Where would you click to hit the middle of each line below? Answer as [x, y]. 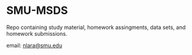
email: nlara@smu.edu [34, 45]
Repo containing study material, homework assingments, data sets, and [96, 27]
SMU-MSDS [37, 11]
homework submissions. [37, 33]
